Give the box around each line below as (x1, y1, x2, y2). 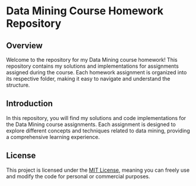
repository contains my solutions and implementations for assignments (6, 62, 179, 70)
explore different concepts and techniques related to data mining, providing (6, 127, 191, 134)
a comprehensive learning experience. (6, 133, 100, 140)
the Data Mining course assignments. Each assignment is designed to (6, 121, 176, 128)
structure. (6, 81, 30, 89)
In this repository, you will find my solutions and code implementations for (6, 114, 187, 121)
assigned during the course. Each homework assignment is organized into (6, 69, 187, 75)
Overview (6, 40, 43, 51)
